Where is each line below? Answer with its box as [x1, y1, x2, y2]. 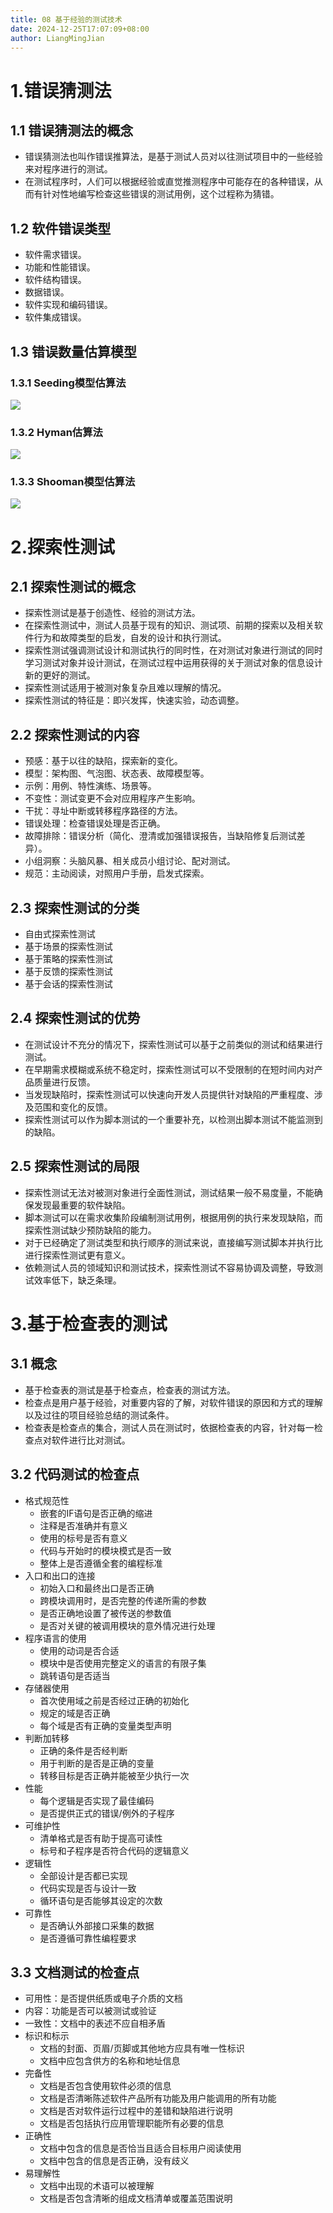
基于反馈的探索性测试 [24, 966, 113, 978]
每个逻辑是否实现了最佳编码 [39, 1794, 155, 1806]
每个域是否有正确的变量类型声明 [39, 1719, 172, 1731]
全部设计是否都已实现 [39, 1869, 128, 1881]
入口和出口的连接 [24, 1569, 96, 1581]
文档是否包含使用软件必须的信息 [39, 2080, 172, 2092]
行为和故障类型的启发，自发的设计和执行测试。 [33, 632, 227, 644]
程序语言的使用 [24, 1632, 87, 1644]
